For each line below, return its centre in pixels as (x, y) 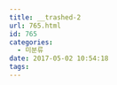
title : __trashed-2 (45, 17)
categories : (31, 42)
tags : (19, 67)
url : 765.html (35, 26)
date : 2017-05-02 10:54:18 (59, 58)
